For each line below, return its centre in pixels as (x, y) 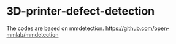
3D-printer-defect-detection (81, 11)
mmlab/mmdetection (33, 34)
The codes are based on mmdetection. (55, 28)
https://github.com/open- (137, 28)
